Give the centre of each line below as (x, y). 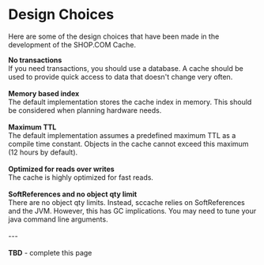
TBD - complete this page (50, 252)
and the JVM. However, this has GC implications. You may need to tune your (132, 211)
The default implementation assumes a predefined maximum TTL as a (122, 135)
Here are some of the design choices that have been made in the (114, 36)
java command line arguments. (58, 219)
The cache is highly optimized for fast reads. (81, 177)
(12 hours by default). (43, 152)
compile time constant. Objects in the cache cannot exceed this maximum (128, 144)
